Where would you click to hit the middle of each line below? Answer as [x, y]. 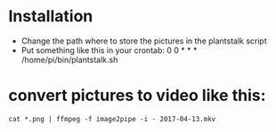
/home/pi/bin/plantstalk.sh [69, 59]
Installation [51, 16]
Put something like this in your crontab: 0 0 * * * [109, 50]
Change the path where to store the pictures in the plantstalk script [144, 41]
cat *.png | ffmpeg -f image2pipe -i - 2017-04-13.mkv [112, 119]
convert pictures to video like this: [137, 96]
